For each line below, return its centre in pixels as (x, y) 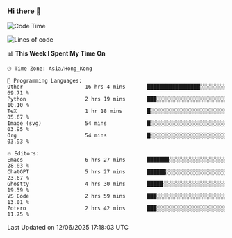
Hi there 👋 (24, 11)
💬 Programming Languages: (44, 81)
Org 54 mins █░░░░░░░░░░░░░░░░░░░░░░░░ (116, 136)
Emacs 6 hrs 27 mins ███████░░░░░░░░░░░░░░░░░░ (116, 160)
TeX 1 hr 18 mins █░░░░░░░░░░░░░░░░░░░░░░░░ (116, 111)
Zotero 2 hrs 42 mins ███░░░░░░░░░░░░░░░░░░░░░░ (116, 209)
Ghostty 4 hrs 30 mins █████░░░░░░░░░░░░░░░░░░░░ (116, 184)
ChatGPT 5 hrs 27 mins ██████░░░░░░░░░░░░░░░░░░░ (116, 172)
